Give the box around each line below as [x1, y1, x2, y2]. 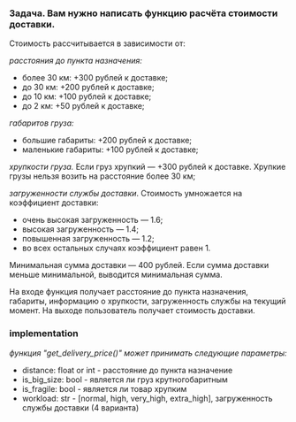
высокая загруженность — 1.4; [21, 224, 140, 234]
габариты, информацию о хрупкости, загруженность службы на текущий [9, 295, 286, 307]
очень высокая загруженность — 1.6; [21, 215, 163, 226]
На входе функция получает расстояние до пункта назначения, [9, 287, 249, 297]
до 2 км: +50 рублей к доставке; [21, 101, 145, 111]
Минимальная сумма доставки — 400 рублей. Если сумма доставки [9, 260, 269, 271]
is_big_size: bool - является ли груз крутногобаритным [21, 374, 228, 385]
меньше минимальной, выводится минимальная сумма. [9, 269, 223, 280]
